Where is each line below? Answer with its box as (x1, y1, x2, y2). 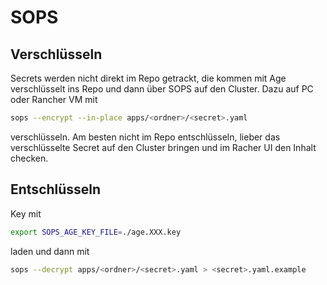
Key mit (10, 207, 42, 220)
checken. (10, 152, 49, 164)
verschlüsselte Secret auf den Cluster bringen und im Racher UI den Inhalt (10, 141, 317, 153)
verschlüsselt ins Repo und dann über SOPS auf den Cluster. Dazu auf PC (10, 83, 314, 95)
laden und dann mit (10, 245, 90, 257)
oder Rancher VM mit (10, 94, 98, 105)
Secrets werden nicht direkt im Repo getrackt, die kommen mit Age (10, 72, 287, 84)
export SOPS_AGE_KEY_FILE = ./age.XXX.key (10, 227, 182, 237)
